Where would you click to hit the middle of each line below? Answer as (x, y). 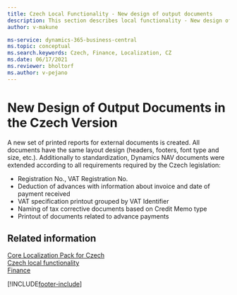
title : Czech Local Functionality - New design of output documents (110, 14)
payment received (44, 193)
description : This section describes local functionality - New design (115, 21)
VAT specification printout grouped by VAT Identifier (93, 201)
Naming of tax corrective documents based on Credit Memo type (112, 209)
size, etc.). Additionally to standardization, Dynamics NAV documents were (116, 157)
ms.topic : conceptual (39, 47)
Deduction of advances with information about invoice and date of (114, 186)
